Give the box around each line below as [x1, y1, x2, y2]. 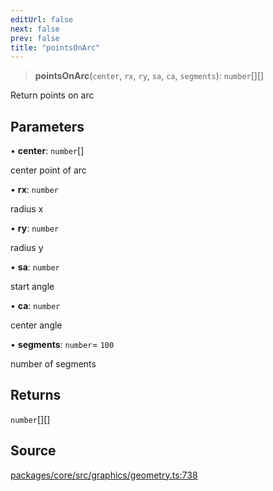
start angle [10, 281, 55, 293]
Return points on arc [10, 89, 95, 101]
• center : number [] [10, 145, 85, 157]
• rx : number [10, 184, 59, 196]
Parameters [10, 118, 85, 135]
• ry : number [10, 222, 60, 235]
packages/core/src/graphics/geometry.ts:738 [10, 469, 198, 481]
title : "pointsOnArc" [10, 42, 101, 53]
